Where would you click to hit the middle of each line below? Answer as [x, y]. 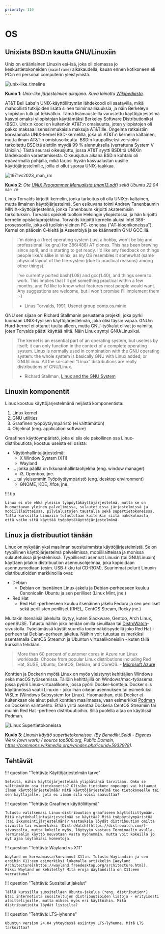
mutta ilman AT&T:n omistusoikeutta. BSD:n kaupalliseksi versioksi [72, 140]
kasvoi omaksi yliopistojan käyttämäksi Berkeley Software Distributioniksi [79, 119]
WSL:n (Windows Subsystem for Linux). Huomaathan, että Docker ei [74, 695]
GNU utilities [25, 418]
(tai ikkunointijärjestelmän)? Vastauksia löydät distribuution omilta [80, 822]
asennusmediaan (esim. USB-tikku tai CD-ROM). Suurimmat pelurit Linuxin [81, 568]
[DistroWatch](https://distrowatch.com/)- [104, 826]
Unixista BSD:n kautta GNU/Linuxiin [61, 52]
